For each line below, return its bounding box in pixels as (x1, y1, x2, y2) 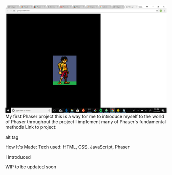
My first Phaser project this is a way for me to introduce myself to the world (5, 113, 165, 119)
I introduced (5, 154, 31, 160)
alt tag (5, 134, 19, 140)
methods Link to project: (5, 124, 57, 130)
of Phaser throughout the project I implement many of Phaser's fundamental (5, 118, 166, 125)
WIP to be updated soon (5, 164, 56, 170)
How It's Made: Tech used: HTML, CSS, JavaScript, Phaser (5, 144, 130, 150)
